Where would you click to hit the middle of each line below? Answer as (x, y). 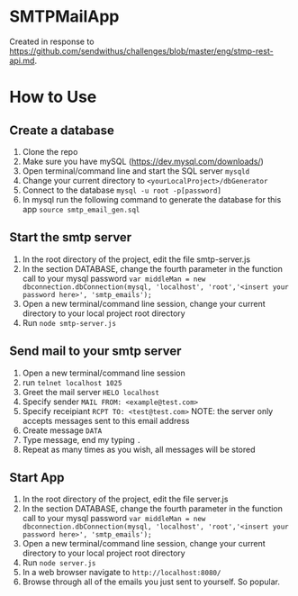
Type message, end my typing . (81, 439)
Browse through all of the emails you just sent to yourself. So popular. (151, 582)
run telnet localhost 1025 (72, 382)
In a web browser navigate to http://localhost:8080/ (122, 573)
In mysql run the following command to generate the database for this (152, 199)
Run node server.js (59, 563)
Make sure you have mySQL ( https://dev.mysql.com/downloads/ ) (143, 161)
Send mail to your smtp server (95, 352)
